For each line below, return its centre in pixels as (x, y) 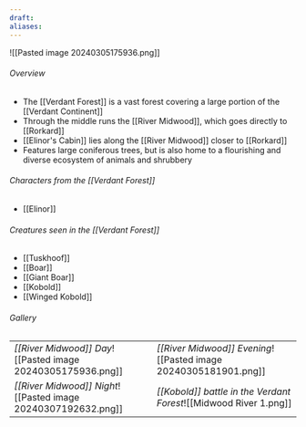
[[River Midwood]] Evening (214, 349)
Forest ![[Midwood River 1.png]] (224, 403)
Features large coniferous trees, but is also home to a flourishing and (152, 150)
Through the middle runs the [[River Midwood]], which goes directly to (155, 120)
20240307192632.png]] (69, 409)
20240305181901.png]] (211, 371)
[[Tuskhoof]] (46, 258)
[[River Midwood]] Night (66, 386)
